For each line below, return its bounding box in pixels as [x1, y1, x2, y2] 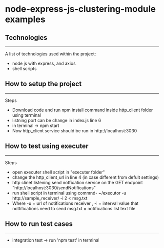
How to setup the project [5, 80, 82, 88]
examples [5, 14, 45, 25]
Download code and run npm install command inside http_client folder [12, 107, 153, 113]
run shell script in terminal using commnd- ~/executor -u [12, 190, 126, 196]
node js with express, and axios [12, 60, 76, 66]
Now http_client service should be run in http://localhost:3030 [12, 127, 137, 133]
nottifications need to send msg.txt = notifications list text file [12, 205, 136, 211]
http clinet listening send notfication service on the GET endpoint [12, 179, 143, 185]
